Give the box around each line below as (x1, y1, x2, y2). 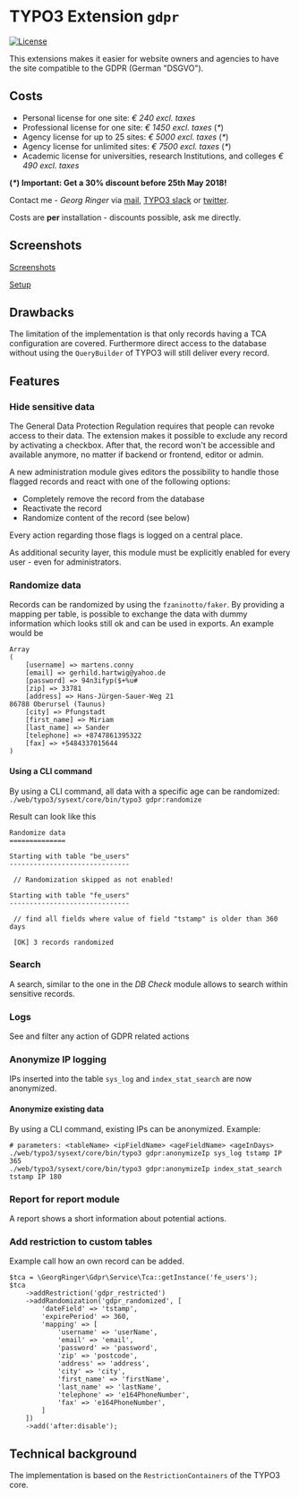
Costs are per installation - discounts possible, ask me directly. (9, 212, 242, 223)
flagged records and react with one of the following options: (9, 476, 231, 487)
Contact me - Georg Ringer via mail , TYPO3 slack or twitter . (9, 194, 229, 205)
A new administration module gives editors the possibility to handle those (9, 467, 279, 478)
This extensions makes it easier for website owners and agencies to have (9, 53, 279, 64)
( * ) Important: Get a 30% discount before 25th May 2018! (9, 177, 227, 188)
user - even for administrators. (9, 557, 123, 567)
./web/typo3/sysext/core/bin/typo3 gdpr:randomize (9, 795, 202, 804)
